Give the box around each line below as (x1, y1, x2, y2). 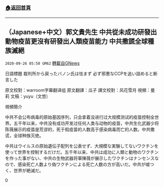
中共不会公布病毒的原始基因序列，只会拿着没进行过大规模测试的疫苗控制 (5, 114, 150, 120)
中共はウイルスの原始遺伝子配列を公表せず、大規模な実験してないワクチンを (5, 143, 159, 149)
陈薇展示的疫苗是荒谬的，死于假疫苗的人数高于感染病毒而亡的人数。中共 (5, 127, 150, 133)
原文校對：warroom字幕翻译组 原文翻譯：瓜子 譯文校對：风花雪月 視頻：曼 (5, 87, 155, 93)
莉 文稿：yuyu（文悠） (5, 93, 51, 99)
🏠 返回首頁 (5, 4, 31, 11)
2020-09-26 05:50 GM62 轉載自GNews (5, 60, 80, 66)
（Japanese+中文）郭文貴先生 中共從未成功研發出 (5, 28, 157, 36)
